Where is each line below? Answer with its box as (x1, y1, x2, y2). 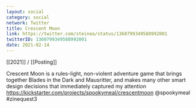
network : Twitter (6, 20, 50, 26)
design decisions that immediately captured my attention (6, 82, 147, 90)
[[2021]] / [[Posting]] (6, 58, 57, 66)
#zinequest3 (6, 95, 38, 102)
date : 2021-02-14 (6, 42, 50, 48)
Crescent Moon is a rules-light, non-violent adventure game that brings (6, 70, 182, 77)
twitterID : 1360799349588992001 (6, 36, 87, 42)
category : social (6, 14, 50, 20)
